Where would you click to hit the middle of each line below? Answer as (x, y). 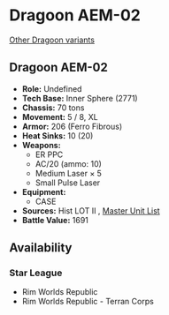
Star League (36, 273)
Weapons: (41, 145)
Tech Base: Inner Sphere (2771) (80, 98)
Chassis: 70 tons (53, 108)
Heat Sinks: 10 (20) (58, 135)
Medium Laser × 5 (68, 173)
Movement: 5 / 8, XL (60, 116)
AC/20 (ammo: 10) (68, 163)
